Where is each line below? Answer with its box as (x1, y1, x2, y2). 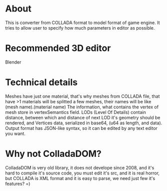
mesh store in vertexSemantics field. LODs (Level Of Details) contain (5, 109, 146, 115)
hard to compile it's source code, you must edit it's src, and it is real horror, (5, 170, 160, 176)
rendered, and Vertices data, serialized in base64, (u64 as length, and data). (5, 120, 162, 126)
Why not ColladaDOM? (5, 148, 101, 159)
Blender (5, 59, 21, 65)
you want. (5, 130, 26, 136)
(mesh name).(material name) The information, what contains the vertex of (5, 104, 159, 110)
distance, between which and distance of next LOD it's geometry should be (5, 114, 160, 120)
